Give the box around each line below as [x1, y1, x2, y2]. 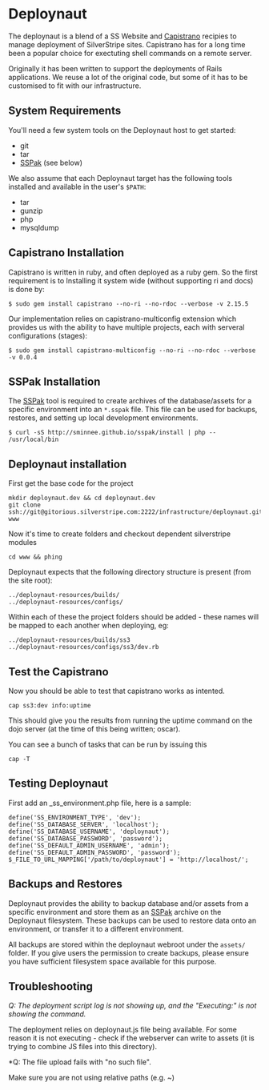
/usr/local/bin [8, 435, 59, 444]
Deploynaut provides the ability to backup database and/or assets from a [8, 898, 249, 908]
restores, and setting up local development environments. [8, 413, 199, 423]
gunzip [19, 206, 43, 215]
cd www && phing [8, 553, 62, 561]
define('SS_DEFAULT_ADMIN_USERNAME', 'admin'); [8, 841, 171, 849]
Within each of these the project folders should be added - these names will [8, 612, 259, 622]
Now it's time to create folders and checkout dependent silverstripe [8, 529, 231, 539]
